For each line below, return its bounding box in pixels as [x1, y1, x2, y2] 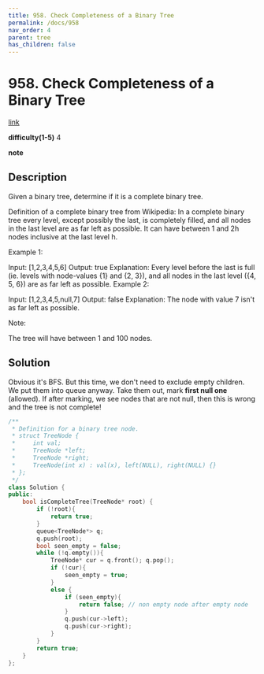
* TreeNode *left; [11, 446, 87, 455]
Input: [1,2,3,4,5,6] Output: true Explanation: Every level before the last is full [8, 262, 255, 272]
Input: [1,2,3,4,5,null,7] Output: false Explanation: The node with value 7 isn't [8, 294, 255, 304]
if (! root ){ [36, 505, 76, 513]
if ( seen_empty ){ [64, 593, 122, 601]
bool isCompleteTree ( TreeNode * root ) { [22, 498, 154, 506]
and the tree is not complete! [8, 402, 102, 412]
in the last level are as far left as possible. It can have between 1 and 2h [8, 224, 240, 233]
